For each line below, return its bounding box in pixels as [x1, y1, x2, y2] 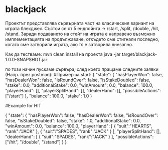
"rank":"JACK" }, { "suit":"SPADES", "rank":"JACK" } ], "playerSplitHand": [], [5, 128, 161, 134]
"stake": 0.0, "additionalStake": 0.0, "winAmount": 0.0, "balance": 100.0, [5, 82, 153, 88]
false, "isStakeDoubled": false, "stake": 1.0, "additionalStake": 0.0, [5, 117, 141, 123]
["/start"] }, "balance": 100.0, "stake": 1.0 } [5, 93, 92, 99]
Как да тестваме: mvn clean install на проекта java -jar [5, 51, 121, 57]
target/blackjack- [122, 51, 157, 57]
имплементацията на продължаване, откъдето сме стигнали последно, [5, 36, 159, 42]
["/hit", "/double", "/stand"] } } [5, 139, 67, 145]
